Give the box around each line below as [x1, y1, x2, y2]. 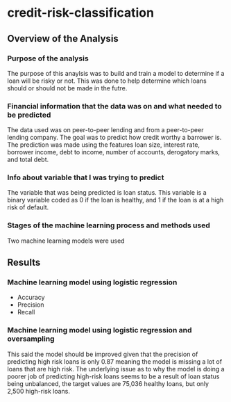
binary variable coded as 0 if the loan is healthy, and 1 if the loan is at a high [7, 196, 224, 204]
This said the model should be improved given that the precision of [7, 350, 198, 358]
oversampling [7, 334, 55, 344]
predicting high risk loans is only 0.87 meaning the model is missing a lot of [7, 357, 223, 366]
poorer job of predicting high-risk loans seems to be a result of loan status [7, 372, 220, 380]
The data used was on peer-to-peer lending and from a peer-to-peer [7, 126, 204, 134]
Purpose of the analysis [7, 54, 89, 63]
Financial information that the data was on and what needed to [7, 101, 222, 111]
